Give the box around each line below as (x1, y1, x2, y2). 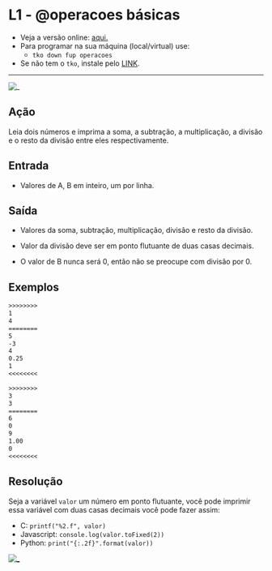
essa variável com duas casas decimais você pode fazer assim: (8, 504, 220, 514)
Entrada (8, 159, 49, 173)
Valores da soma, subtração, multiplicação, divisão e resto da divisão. (19, 225, 253, 235)
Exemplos (8, 280, 59, 294)
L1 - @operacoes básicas (8, 6, 181, 24)
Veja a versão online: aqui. (19, 32, 108, 42)
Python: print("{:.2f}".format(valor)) (19, 538, 154, 547)
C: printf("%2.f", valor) (19, 521, 107, 530)
